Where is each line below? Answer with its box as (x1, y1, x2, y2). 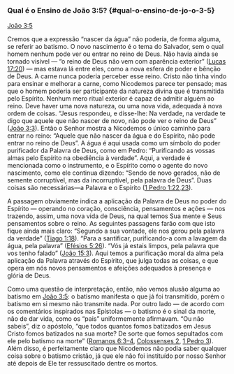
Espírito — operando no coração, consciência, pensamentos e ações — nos (7, 205, 226, 213)
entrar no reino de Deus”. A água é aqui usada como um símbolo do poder (7, 139, 221, 148)
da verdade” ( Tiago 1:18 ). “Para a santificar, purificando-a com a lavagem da (7, 234, 227, 243)
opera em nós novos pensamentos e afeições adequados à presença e (7, 264, 212, 273)
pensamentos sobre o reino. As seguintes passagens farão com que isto (7, 220, 216, 228)
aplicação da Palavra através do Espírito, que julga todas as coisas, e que (7, 257, 219, 265)
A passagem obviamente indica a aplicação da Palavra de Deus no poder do (7, 197, 227, 206)
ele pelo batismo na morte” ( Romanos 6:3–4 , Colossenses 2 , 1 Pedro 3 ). (7, 337, 214, 345)
